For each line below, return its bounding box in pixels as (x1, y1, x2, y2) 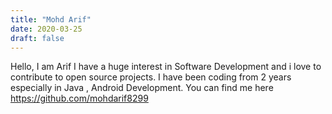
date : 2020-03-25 (10, 24, 83, 34)
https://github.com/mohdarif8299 (10, 92, 149, 105)
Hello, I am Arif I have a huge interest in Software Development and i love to (10, 61, 322, 73)
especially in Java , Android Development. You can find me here (10, 82, 274, 94)
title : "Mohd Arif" (10, 14, 92, 25)
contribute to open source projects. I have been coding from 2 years (10, 71, 292, 83)
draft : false (10, 33, 65, 43)
